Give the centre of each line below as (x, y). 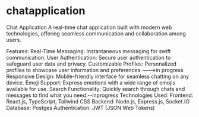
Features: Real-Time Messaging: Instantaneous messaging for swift (89, 51)
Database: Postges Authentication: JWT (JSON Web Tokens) (80, 108)
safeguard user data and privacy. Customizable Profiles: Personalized (91, 64)
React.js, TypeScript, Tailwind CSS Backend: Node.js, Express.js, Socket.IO (98, 101)
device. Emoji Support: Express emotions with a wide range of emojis (91, 82)
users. (14, 40)
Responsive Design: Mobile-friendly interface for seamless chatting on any (98, 76)
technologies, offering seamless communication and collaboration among (96, 33)
